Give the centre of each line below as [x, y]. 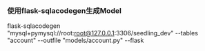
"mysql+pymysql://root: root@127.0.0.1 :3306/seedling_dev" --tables [103, 33]
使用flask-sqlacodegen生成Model [65, 10]
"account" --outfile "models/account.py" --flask [76, 40]
